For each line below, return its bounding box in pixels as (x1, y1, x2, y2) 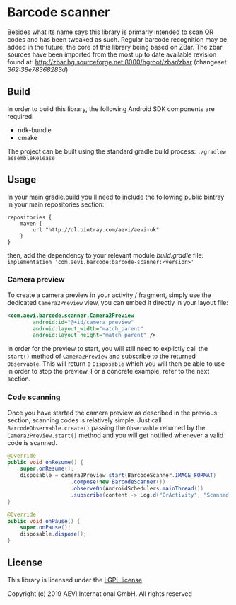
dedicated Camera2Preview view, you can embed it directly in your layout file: (7, 298, 228, 306)
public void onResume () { (7, 459, 83, 466)
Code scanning (7, 392, 61, 402)
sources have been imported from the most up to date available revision (7, 50, 217, 59)
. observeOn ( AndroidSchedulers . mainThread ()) (70, 485, 203, 492)
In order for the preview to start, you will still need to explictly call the (7, 345, 208, 353)
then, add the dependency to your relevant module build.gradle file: (7, 250, 204, 259)
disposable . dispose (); (20, 531, 87, 538)
